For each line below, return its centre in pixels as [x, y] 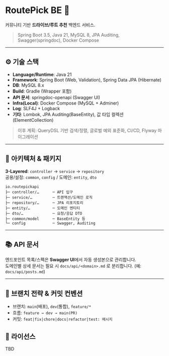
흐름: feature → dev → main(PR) [45, 313]
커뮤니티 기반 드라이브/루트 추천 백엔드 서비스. [50, 25]
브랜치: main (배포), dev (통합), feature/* [52, 307]
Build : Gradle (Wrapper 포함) [42, 91]
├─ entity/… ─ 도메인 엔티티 [43, 208]
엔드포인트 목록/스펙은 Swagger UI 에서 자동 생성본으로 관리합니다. [71, 260]
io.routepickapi [22, 187]
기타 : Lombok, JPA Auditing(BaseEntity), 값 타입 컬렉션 [68, 114]
